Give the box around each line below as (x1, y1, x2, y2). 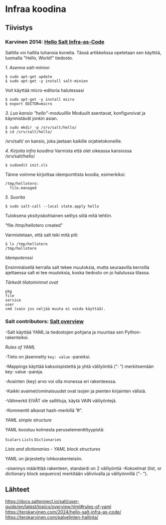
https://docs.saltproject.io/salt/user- (5, 498, 80, 504)
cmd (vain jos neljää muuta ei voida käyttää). (5, 306, 106, 311)
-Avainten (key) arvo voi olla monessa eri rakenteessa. (5, 378, 117, 384)
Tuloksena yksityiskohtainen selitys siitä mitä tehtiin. (5, 212, 113, 218)
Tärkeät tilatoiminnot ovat (5, 279, 58, 285)
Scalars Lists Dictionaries (5, 437, 61, 442)
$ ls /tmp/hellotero (5, 241, 48, 246)
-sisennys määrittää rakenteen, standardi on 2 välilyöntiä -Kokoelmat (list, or (5, 465, 162, 472)
